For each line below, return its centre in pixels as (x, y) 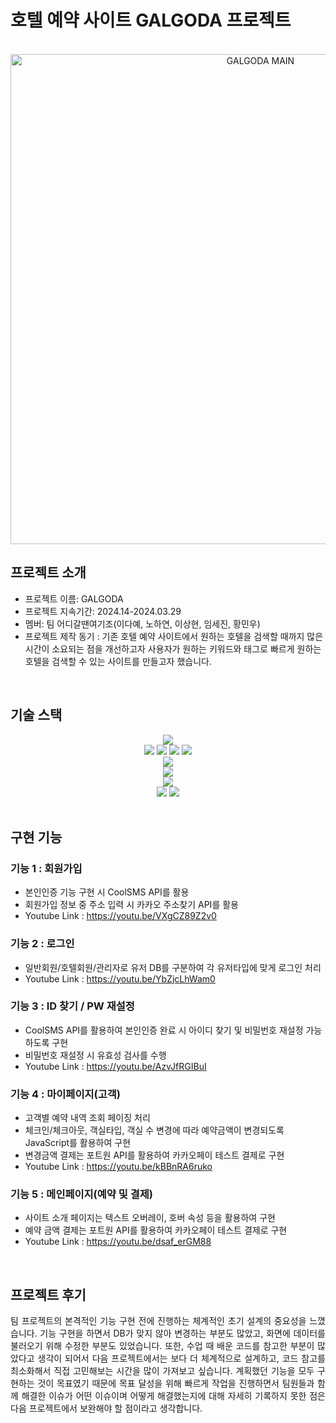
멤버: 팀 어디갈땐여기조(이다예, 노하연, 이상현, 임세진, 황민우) (142, 623)
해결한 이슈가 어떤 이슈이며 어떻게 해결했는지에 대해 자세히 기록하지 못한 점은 (173, 1396)
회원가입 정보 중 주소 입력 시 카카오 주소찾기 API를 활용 (131, 905)
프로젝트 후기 (48, 1294)
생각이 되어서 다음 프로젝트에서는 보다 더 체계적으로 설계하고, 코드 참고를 (181, 1358)
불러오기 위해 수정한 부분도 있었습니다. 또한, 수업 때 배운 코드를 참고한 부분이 (162, 1346)
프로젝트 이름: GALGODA (74, 598)
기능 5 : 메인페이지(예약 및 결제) (81, 1194)
